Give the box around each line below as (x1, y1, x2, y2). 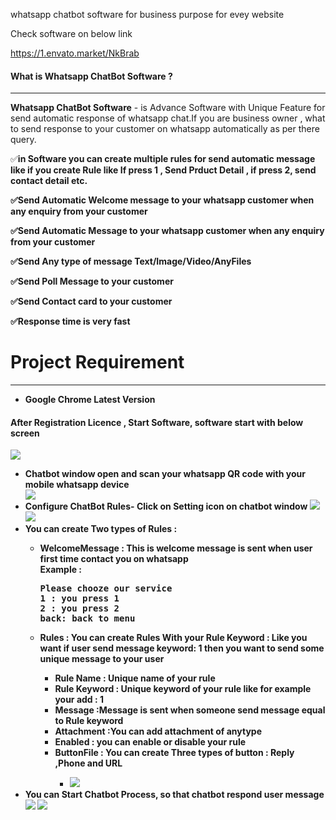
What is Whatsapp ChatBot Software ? (10, 70, 173, 82)
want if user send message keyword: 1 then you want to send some (39, 642, 325, 654)
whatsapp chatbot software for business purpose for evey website (10, 9, 285, 20)
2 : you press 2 (39, 603, 120, 614)
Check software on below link (10, 28, 133, 39)
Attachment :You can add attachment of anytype (54, 725, 263, 738)
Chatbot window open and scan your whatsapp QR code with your (24, 468, 306, 480)
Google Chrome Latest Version (24, 394, 156, 406)
